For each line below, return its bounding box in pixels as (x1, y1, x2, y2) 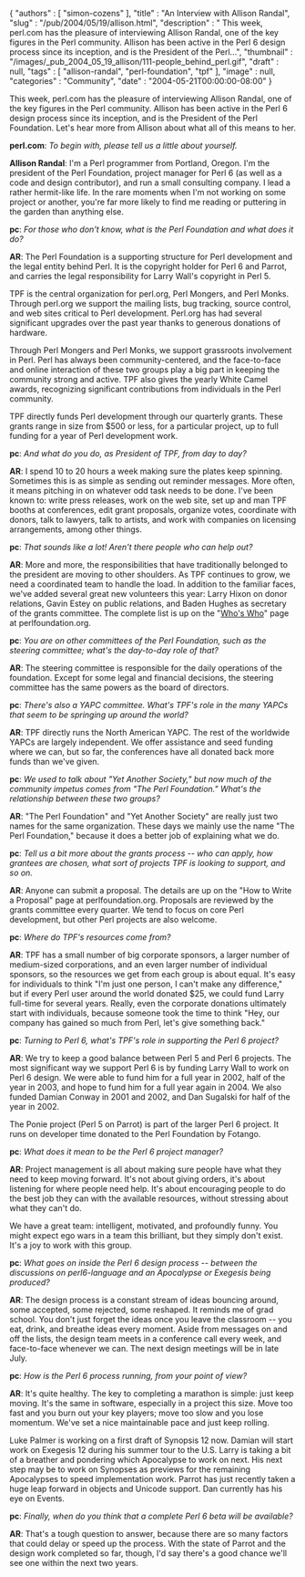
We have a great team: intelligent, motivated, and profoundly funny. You (9, 1220, 279, 1231)
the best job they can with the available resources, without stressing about (9, 1193, 289, 1204)
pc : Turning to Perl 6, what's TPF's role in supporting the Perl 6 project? (9, 1035, 280, 1046)
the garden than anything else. (9, 206, 125, 217)
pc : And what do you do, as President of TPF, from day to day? (9, 448, 248, 459)
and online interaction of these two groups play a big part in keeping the (9, 364, 280, 375)
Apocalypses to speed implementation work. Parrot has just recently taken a (9, 1474, 296, 1484)
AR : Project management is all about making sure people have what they (9, 1164, 282, 1175)
